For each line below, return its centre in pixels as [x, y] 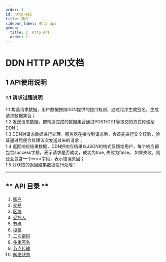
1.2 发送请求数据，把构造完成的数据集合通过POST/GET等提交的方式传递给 [80, 121]
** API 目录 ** [27, 187]
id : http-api [19, 14]
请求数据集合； [21, 116]
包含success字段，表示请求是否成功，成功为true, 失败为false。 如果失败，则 [83, 152]
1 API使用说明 [26, 82]
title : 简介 [17, 19]
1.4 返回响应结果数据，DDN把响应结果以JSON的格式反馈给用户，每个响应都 [82, 146]
